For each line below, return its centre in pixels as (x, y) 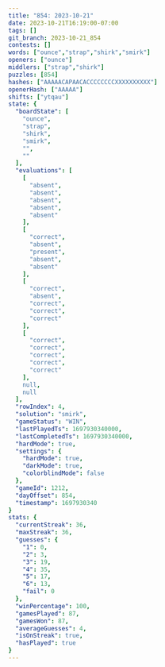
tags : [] (23, 30)
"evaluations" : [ (44, 171)
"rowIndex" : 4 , (40, 407)
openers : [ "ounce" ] (40, 60)
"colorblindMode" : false (63, 473)
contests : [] (30, 45)
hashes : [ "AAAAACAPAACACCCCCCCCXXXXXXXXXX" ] (83, 82)
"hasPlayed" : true (46, 643)
